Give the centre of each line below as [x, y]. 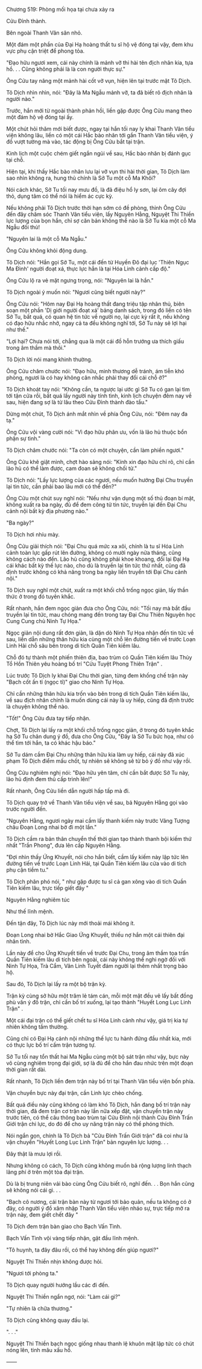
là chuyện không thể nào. [38, 707]
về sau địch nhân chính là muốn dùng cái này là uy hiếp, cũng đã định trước [100, 700]
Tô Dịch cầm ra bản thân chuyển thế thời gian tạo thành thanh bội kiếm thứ [99, 839]
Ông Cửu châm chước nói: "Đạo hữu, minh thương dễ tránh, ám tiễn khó [95, 371]
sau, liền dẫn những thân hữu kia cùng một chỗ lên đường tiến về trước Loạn [101, 639]
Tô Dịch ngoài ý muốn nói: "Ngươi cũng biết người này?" [76, 292]
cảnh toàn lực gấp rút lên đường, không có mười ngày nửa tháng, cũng [94, 553]
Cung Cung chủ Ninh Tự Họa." [44, 621]
